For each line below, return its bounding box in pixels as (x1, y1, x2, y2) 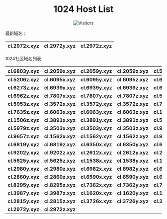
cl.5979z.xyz (7, 125, 40, 132)
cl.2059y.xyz (80, 67, 112, 74)
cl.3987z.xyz (44, 190, 76, 197)
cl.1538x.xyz (80, 157, 112, 164)
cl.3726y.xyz (116, 198, 149, 205)
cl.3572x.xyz (44, 100, 76, 107)
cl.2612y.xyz (116, 149, 149, 156)
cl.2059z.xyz (117, 67, 149, 74)
